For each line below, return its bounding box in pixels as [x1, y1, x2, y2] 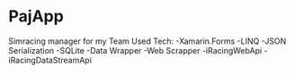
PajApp [8, 6, 64, 27]
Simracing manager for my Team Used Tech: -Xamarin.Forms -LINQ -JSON [8, 36, 287, 46]
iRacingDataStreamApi [8, 54, 92, 65]
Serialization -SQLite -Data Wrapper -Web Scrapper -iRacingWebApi [8, 45, 263, 55]
